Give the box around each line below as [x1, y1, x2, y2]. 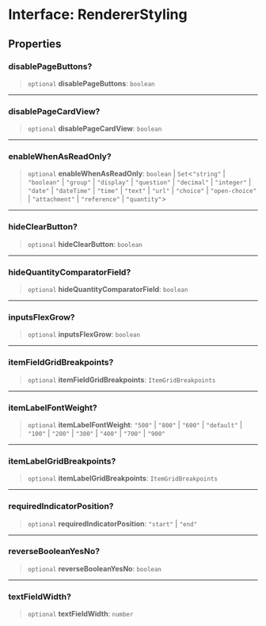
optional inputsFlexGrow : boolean [27, 330, 141, 340]
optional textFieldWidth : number [27, 609, 134, 619]
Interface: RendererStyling [8, 6, 188, 24]
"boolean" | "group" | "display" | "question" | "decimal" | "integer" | [27, 177, 252, 187]
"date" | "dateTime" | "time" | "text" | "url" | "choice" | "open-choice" [27, 186, 257, 195]
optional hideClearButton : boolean [27, 239, 142, 249]
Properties [8, 37, 62, 51]
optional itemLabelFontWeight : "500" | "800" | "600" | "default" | [27, 419, 243, 429]
